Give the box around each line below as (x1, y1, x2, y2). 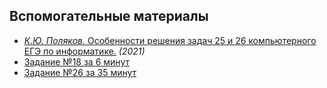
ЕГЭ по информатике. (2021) (23, 45, 146, 57)
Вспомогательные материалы (9, 8, 209, 25)
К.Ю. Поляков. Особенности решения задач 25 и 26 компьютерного (23, 34, 317, 46)
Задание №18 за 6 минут (23, 55, 130, 68)
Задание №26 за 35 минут (23, 66, 137, 78)
